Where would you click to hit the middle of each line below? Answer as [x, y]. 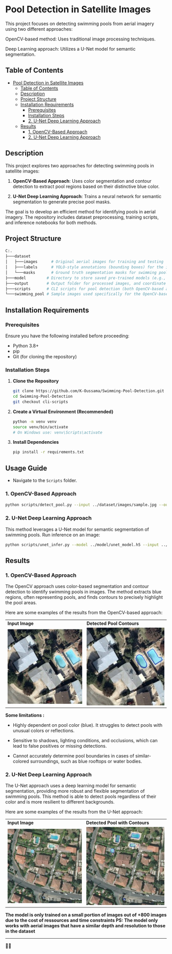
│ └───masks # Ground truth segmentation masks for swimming [81, 272]
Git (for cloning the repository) [45, 356]
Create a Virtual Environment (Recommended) [63, 411]
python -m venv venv [35, 421]
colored [21, 761]
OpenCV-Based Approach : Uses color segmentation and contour [82, 181]
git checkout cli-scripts [40, 402]
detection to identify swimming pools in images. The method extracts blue [83, 592]
